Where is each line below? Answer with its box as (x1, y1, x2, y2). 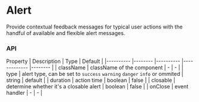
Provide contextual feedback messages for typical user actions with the (6, 23, 183, 30)
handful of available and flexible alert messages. (6, 29, 125, 36)
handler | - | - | (6, 90, 43, 97)
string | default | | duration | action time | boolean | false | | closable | (6, 76, 176, 84)
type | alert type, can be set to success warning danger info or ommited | (6, 71, 183, 78)
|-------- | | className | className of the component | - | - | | (29, 64, 183, 71)
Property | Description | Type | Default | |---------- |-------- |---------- (6, 58, 180, 65)
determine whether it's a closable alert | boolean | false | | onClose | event (6, 83, 189, 90)
